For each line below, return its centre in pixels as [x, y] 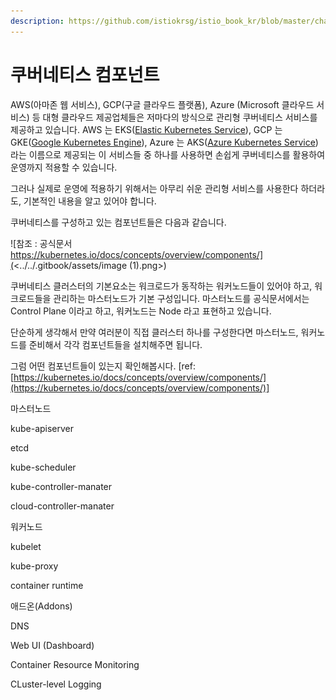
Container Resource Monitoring [75, 664]
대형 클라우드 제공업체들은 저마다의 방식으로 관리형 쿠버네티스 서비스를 [180, 117]
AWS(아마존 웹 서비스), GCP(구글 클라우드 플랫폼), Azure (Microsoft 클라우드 [162, 104]
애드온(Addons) [41, 606]
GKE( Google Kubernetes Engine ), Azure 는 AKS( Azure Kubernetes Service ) [164, 142]
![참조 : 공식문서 [41, 243]
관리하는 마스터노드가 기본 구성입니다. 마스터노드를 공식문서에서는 [181, 298]
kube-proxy [34, 566]
